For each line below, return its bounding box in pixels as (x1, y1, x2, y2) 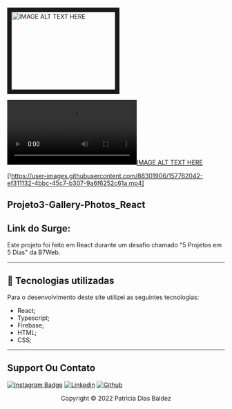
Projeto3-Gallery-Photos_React (7, 199, 146, 211)
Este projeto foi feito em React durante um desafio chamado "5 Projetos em (7, 241, 222, 249)
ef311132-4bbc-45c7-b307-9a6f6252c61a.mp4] (7, 179, 144, 187)
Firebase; (17, 321, 44, 330)
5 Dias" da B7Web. (7, 248, 61, 256)
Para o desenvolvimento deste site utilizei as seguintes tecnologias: (7, 293, 200, 301)
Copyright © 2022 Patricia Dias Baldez (61, 394, 171, 402)
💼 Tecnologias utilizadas (7, 274, 115, 287)
